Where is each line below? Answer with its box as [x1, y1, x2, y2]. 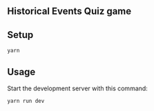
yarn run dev [7, 98, 45, 105]
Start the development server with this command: [7, 84, 148, 92]
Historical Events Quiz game [7, 6, 132, 17]
